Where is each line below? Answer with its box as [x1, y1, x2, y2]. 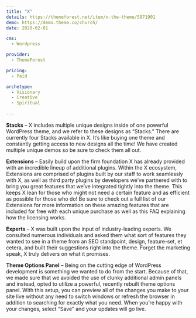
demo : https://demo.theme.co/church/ [6, 19, 98, 25]
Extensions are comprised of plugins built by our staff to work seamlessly [6, 170, 183, 177]
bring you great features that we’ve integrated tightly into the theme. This [6, 182, 183, 190]
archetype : [6, 83, 33, 90]
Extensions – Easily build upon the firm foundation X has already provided [6, 158, 185, 165]
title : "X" [6, 8, 33, 15]
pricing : [6, 67, 27, 73]
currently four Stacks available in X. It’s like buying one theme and [6, 134, 165, 141]
